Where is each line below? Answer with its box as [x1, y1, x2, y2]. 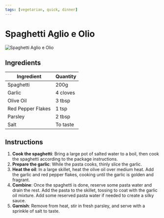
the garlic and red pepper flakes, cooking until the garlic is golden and [12, 172, 154, 178]
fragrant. [12, 177, 30, 183]
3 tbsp [55, 97, 70, 104]
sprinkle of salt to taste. [12, 208, 60, 214]
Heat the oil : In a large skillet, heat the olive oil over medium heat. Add [12, 167, 154, 172]
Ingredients [5, 58, 41, 67]
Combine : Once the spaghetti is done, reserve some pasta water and [12, 182, 152, 188]
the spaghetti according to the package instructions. [12, 156, 118, 162]
